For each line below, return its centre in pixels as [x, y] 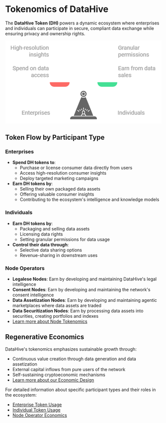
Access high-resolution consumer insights [63, 173]
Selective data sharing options [51, 250]
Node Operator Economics [40, 415]
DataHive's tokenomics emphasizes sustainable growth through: [71, 349]
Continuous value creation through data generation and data [74, 359]
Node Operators [25, 268]
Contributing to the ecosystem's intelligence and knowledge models [89, 200]
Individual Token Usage [36, 410]
